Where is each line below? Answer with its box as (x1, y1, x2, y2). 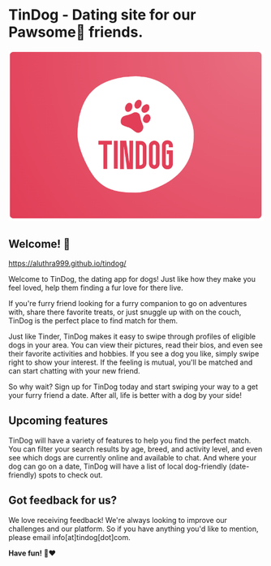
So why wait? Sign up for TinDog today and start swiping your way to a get (8, 382, 258, 391)
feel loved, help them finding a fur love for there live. (8, 283, 184, 292)
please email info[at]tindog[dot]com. (8, 532, 131, 542)
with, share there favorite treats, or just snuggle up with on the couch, (8, 307, 242, 317)
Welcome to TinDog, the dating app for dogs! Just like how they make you (8, 274, 256, 283)
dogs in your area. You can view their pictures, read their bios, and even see (8, 339, 264, 350)
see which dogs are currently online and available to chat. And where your (8, 452, 257, 462)
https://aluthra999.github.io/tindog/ (8, 258, 127, 268)
